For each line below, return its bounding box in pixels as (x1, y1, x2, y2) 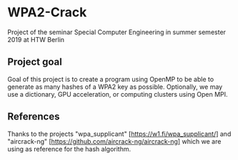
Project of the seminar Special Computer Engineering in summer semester (7, 28, 227, 36)
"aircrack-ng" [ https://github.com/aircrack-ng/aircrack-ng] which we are (7, 137, 222, 146)
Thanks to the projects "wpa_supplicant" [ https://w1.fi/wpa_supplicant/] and (7, 129, 232, 138)
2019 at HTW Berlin (7, 35, 65, 43)
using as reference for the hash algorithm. (7, 144, 132, 153)
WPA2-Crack (7, 4, 87, 21)
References (7, 111, 60, 123)
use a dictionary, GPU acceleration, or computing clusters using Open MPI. (7, 90, 228, 98)
